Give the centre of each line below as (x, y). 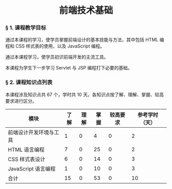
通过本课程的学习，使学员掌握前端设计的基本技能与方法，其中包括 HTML (82, 40)
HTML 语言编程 (26, 150)
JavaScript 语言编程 (32, 169)
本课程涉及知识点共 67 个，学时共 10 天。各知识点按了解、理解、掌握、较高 (84, 94)
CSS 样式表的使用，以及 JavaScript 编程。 (60, 46)
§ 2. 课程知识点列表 (29, 82)
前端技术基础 (86, 10)
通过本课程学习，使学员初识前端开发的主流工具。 (57, 57)
